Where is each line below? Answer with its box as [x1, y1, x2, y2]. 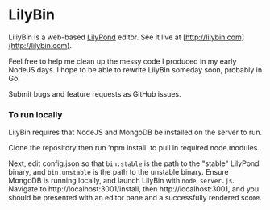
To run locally [8, 109, 63, 120]
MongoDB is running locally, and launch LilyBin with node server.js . [8, 175, 235, 186]
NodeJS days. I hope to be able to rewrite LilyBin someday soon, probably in [8, 64, 263, 74]
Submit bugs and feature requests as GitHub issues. [8, 89, 181, 98]
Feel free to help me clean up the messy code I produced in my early [8, 56, 237, 66]
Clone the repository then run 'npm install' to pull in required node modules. [8, 143, 260, 153]
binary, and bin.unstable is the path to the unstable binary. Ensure [8, 167, 229, 177]
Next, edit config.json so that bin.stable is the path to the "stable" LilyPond [8, 159, 260, 168]
